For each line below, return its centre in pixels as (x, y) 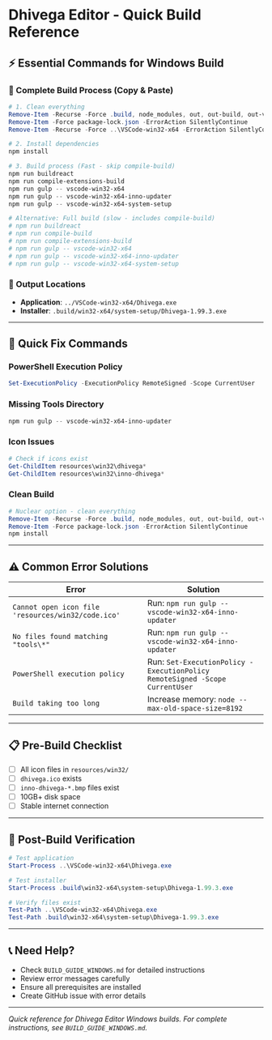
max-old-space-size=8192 (195, 709)
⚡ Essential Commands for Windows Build (116, 63)
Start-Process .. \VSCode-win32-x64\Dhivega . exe (90, 865)
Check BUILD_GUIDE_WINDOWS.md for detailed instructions (112, 970)
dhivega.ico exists (51, 778)
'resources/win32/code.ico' (66, 616)
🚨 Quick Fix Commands (68, 344)
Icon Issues (32, 441)
